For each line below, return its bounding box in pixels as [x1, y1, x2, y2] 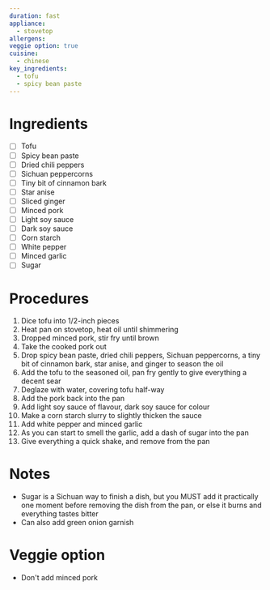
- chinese [16, 58, 49, 66]
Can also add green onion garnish [20, 518, 134, 528]
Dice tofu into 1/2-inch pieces [20, 316, 120, 326]
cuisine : [9, 49, 39, 58]
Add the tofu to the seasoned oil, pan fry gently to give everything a [20, 368, 247, 378]
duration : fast [9, 11, 61, 20]
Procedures [9, 289, 90, 308]
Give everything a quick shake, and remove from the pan [20, 437, 210, 447]
